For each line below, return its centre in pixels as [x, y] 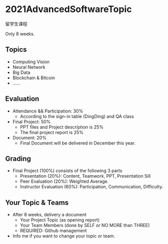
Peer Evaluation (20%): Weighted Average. [64, 181]
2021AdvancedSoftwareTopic [69, 9]
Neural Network [29, 67]
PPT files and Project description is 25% [62, 127]
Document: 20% [29, 138]
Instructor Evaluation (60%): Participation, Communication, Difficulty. [92, 187]
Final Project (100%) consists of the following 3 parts [67, 171]
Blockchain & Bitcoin [34, 78]
